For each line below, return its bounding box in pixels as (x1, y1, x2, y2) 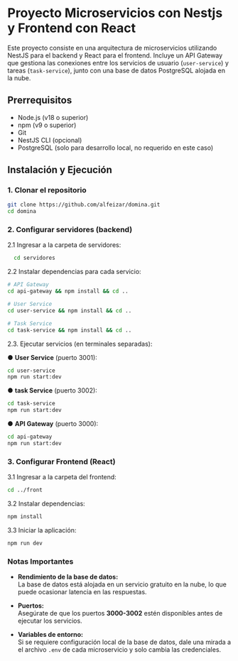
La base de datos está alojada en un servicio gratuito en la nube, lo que (17, 580, 227, 589)
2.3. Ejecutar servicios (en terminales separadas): (7, 339, 153, 348)
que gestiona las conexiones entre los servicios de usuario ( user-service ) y (7, 58, 229, 67)
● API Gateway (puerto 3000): (7, 420, 99, 428)
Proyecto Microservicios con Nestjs (7, 5, 223, 21)
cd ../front (7, 486, 43, 494)
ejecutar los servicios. (17, 616, 83, 626)
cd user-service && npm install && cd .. (7, 307, 132, 314)
